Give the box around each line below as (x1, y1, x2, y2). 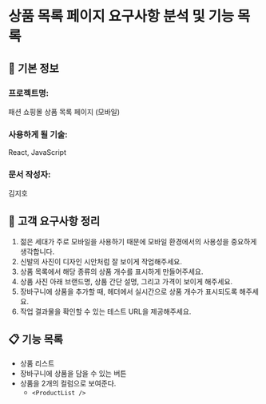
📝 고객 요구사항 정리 (8, 214, 101, 228)
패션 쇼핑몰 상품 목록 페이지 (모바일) (8, 107, 121, 117)
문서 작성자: (8, 169, 51, 180)
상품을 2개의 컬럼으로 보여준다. (19, 378, 117, 388)
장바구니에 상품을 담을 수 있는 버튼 (19, 369, 127, 378)
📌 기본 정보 (8, 61, 60, 75)
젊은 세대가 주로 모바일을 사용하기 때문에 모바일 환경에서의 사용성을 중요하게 (19, 237, 257, 247)
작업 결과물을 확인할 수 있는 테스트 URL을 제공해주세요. (19, 307, 192, 316)
